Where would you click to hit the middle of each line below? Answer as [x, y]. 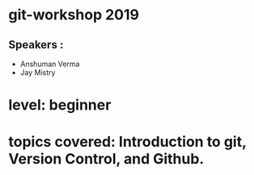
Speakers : [36, 45]
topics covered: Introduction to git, [127, 142]
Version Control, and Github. [106, 159]
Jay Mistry [38, 73]
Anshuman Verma [50, 64]
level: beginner [60, 105]
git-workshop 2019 [74, 15]
